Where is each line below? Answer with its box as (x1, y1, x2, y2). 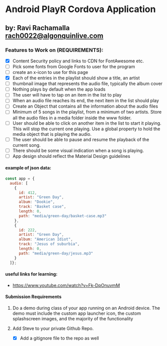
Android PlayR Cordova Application (5, 4, 156, 15)
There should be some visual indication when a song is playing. (12, 147, 144, 153)
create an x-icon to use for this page (12, 69, 89, 75)
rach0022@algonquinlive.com (5, 31, 104, 40)
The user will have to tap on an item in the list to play (12, 92, 122, 98)
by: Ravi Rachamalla (5, 24, 70, 32)
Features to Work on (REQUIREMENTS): (5, 46, 104, 53)
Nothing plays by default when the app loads (12, 86, 106, 93)
